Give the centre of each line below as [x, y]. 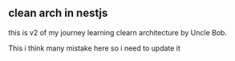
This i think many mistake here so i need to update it [94, 48]
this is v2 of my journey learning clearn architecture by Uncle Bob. [118, 32]
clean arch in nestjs [58, 13]
